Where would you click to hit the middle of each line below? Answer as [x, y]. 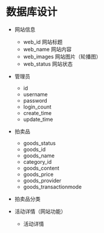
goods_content [41, 168]
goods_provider [42, 180]
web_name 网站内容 [47, 49]
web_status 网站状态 [48, 64]
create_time [37, 113]
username [35, 94]
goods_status [39, 143]
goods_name [39, 156]
